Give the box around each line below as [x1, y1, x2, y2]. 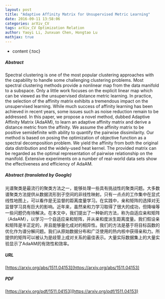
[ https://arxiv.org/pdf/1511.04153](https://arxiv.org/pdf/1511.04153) [5, 288, 138, 294]
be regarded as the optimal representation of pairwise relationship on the [5, 150, 153, 156]
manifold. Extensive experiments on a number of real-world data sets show [5, 156, 157, 162]
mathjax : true [5, 35, 34, 40]
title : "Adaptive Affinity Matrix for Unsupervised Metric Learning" [5, 12, 151, 17]
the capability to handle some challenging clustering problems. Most [5, 77, 144, 83]
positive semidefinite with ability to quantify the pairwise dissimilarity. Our [5, 129, 154, 135]
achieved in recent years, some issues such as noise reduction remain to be [5, 108, 159, 114]
